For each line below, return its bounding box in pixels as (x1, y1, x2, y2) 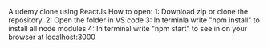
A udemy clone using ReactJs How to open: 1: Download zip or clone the (8, 7, 249, 16)
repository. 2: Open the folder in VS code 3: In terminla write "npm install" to (8, 15, 261, 25)
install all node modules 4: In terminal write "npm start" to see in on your (8, 24, 247, 33)
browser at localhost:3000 (8, 32, 96, 42)
